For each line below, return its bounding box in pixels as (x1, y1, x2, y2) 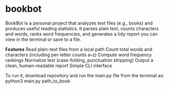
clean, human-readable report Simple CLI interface (5, 62, 112, 69)
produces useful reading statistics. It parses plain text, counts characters (5, 25, 159, 31)
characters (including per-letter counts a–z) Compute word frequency (5, 52, 152, 58)
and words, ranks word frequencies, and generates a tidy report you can (5, 31, 158, 37)
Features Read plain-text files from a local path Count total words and (5, 46, 153, 52)
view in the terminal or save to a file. (5, 36, 82, 42)
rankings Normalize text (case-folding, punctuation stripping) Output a (5, 57, 154, 63)
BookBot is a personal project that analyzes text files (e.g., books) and (5, 20, 153, 26)
